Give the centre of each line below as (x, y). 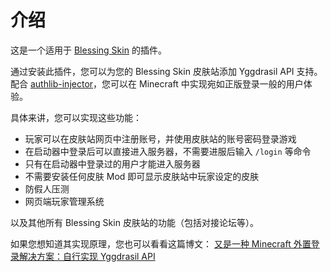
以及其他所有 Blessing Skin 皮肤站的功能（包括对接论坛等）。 (134, 222)
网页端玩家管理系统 (64, 201)
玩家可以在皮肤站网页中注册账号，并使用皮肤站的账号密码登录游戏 (160, 138)
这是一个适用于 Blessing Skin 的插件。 (88, 50)
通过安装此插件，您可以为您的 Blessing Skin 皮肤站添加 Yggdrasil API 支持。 (166, 71)
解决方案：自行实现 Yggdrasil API (87, 256)
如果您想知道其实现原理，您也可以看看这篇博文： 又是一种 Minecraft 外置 (161, 243)
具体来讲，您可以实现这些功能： (76, 117)
